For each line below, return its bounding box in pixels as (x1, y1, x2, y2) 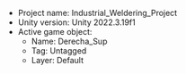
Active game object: (17, 27, 93, 37)
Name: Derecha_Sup (31, 36, 108, 46)
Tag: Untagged (31, 45, 87, 56)
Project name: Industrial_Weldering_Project (17, 8, 178, 18)
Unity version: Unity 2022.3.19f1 (17, 17, 137, 28)
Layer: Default (31, 55, 84, 65)
